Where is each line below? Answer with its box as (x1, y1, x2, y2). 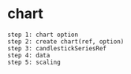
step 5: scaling (7, 58, 61, 66)
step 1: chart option (7, 31, 79, 39)
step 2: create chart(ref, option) (7, 37, 125, 46)
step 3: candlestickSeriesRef (7, 44, 107, 52)
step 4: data (7, 51, 51, 59)
